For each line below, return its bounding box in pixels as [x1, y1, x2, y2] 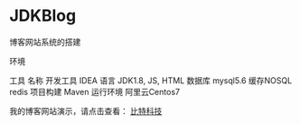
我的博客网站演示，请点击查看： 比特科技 [9, 105, 163, 116]
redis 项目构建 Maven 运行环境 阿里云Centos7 [9, 86, 181, 97]
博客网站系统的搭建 [9, 36, 81, 47]
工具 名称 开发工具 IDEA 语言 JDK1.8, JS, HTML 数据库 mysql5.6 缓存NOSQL [9, 74, 293, 86]
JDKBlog [9, 5, 77, 26]
